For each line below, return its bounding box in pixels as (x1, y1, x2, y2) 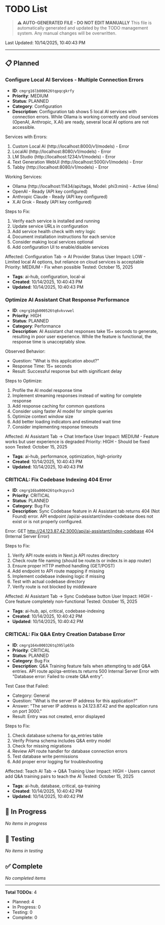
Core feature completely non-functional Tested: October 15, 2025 (5, 598, 137, 604)
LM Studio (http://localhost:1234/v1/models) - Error (12, 153, 116, 159)
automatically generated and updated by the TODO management (17, 25, 148, 30)
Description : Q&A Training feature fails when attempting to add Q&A (12, 663, 151, 669)
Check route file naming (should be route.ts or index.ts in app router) (12, 558, 151, 564)
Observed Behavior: (5, 348, 46, 354)
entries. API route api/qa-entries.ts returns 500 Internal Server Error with (12, 668, 160, 674)
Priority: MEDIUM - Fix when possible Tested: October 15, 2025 (5, 264, 134, 270)
